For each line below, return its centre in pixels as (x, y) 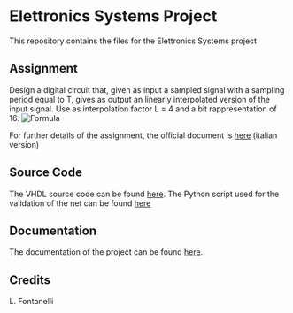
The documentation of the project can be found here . (106, 252)
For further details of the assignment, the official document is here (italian (143, 135)
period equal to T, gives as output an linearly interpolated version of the (139, 99)
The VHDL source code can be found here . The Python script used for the (144, 194)
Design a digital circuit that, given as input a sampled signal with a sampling (147, 89)
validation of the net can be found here (80, 203)
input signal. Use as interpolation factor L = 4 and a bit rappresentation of (143, 109)
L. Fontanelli (31, 302)
